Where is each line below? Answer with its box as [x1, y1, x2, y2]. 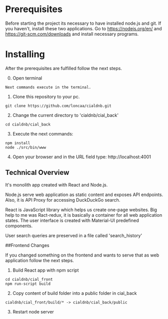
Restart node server [12, 308, 54, 314]
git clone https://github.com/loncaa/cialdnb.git [5, 103, 112, 108]
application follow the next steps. [5, 257, 74, 263]
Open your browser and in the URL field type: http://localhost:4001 [12, 154, 151, 160]
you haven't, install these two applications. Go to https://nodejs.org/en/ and [5, 25, 162, 31]
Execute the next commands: [12, 131, 74, 137]
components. [5, 223, 33, 229]
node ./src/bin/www [5, 145, 46, 150]
